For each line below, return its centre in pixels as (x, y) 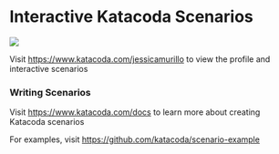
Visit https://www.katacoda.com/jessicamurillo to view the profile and (140, 59)
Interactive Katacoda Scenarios (131, 17)
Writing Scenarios (50, 92)
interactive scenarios (49, 68)
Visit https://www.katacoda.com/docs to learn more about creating (135, 112)
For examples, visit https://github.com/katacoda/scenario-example (134, 139)
